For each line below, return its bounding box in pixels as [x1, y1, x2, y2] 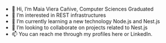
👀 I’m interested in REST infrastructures [11, 12, 107, 19]
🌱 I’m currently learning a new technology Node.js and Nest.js [11, 18, 160, 24]
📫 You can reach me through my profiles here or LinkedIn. [11, 31, 153, 37]
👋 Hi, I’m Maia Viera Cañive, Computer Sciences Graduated [11, 6, 154, 12]
